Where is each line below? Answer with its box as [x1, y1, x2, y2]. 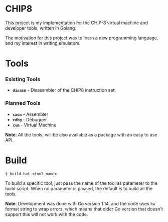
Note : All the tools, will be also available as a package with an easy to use [5, 131, 157, 137]
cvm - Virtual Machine [12, 122, 57, 128]
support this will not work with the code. [5, 211, 89, 217]
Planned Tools [5, 100, 41, 107]
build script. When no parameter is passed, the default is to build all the [5, 185, 153, 191]
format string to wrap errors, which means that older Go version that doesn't [5, 206, 163, 212]
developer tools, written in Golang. [5, 25, 77, 31]
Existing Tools [5, 76, 41, 83]
